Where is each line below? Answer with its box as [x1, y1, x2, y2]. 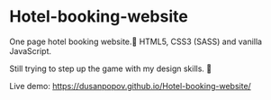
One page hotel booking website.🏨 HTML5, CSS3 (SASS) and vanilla [9, 36, 263, 47]
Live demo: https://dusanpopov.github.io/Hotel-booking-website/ [9, 80, 252, 91]
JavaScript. [9, 45, 52, 56]
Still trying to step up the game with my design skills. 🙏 [9, 63, 212, 74]
